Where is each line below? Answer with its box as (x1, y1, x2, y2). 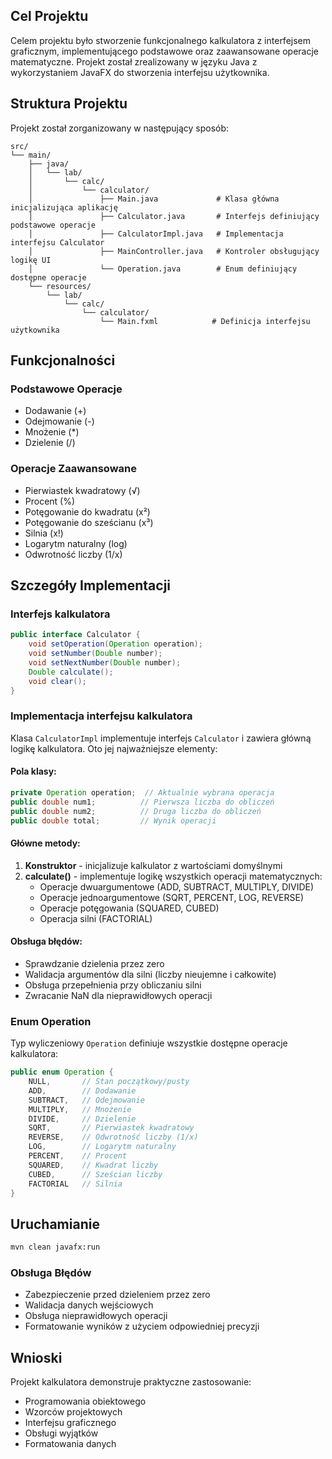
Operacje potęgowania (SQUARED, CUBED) (39, 902, 220, 914)
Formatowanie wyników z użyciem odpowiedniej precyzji (24, 1320, 260, 1333)
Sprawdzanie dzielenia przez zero (24, 957, 165, 969)
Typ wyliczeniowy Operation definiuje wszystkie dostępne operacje (10, 1037, 288, 1049)
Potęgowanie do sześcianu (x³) (24, 516, 154, 528)
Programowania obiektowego (24, 1395, 147, 1408)
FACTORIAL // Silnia (28, 1179, 123, 1189)
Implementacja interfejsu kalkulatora (10, 709, 193, 723)
